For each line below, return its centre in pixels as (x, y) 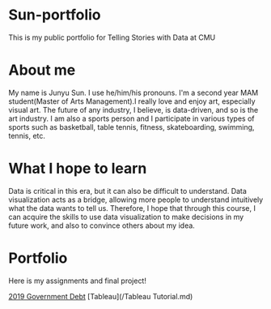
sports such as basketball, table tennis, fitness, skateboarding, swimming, (131, 127)
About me (42, 70)
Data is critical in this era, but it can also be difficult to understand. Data (127, 191)
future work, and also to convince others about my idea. (102, 225)
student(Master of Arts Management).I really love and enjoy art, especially (132, 101)
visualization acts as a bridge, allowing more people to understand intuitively (136, 200)
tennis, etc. (27, 135)
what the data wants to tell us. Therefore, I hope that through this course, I (132, 208)
